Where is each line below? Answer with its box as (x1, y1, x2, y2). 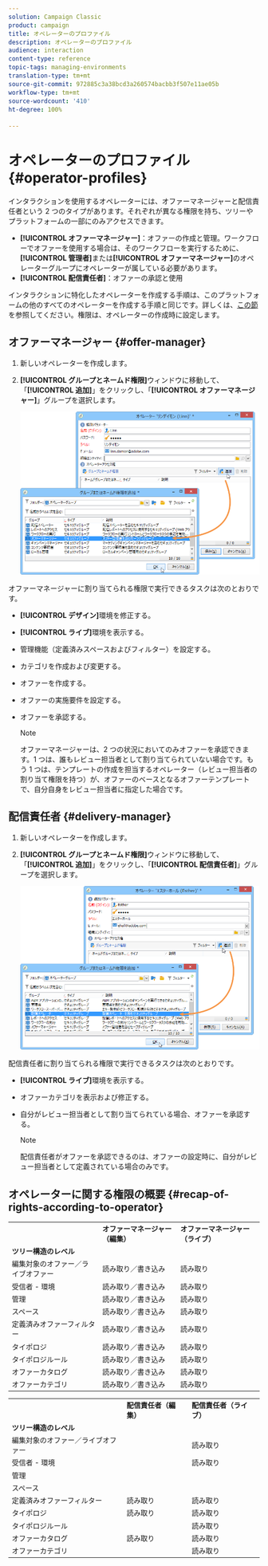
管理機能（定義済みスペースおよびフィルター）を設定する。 (19, 644, 215, 654)
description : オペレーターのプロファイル (8, 38, 132, 46)
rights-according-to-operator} (8, 1200, 164, 1214)
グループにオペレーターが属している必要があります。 (47, 263, 222, 273)
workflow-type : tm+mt (8, 89, 81, 96)
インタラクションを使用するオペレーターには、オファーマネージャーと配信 (8, 196, 253, 207)
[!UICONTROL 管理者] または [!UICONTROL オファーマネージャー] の (19, 254, 241, 263)
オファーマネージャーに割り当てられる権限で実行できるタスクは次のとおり (8, 583, 253, 593)
